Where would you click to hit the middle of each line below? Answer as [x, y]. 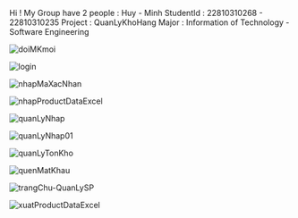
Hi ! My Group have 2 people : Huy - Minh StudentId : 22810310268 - [136, 13]
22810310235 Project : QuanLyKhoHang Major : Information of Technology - [149, 22]
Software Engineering [49, 32]
